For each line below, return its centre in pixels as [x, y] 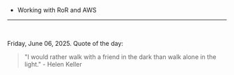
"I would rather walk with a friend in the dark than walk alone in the [120, 57]
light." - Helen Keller [53, 64]
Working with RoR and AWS [57, 10]
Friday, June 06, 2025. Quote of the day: [65, 43]
